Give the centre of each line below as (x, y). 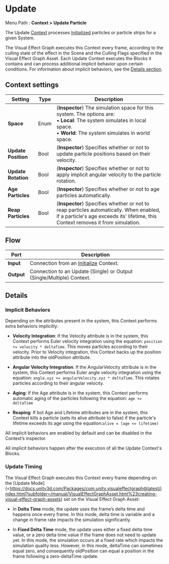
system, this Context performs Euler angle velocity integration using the (87, 373)
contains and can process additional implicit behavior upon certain (74, 64)
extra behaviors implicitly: (32, 326)
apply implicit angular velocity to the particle (108, 175)
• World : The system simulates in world (103, 133)
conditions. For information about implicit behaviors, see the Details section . (84, 69)
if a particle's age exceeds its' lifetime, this (106, 216)
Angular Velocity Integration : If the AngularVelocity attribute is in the (84, 367)
